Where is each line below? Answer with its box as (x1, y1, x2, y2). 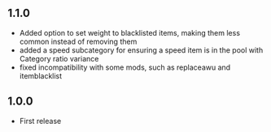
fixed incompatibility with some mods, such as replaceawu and (19, 62, 231, 72)
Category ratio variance (19, 53, 99, 63)
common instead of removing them (19, 36, 138, 46)
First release (19, 116, 62, 126)
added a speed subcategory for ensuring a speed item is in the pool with (19, 45, 264, 55)
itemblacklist (19, 70, 63, 80)
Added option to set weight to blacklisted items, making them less (19, 28, 241, 37)
